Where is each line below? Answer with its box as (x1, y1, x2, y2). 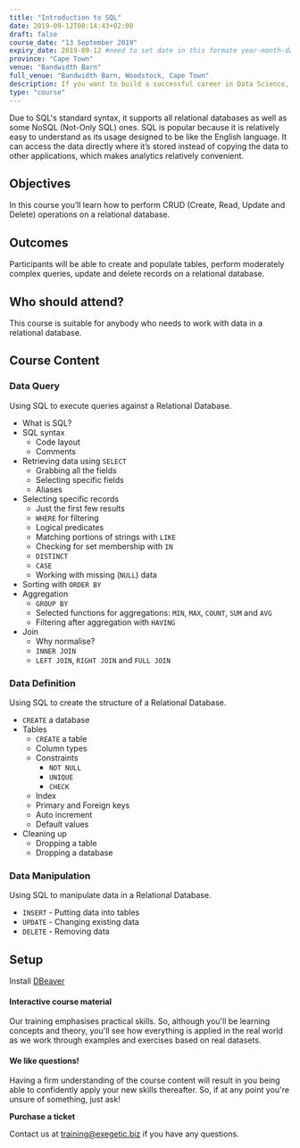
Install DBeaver (9, 976, 65, 986)
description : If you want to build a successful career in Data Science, (9, 79, 290, 88)
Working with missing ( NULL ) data (35, 569, 158, 580)
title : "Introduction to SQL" (9, 12, 122, 22)
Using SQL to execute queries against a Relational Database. (9, 400, 232, 411)
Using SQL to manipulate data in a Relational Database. (9, 890, 212, 901)
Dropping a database (35, 847, 113, 858)
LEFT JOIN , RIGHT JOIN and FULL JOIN (35, 654, 171, 665)
